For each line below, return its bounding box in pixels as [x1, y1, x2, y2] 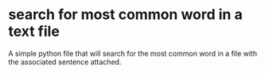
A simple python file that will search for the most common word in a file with [8, 48, 257, 58]
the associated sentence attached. [8, 57, 122, 67]
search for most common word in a [8, 6, 243, 24]
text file [8, 22, 60, 40]
